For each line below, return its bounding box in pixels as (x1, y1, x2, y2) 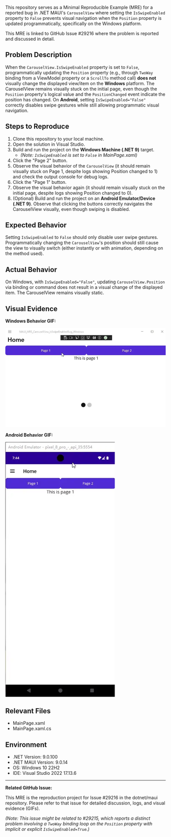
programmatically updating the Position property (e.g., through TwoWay (5, 69, 153, 75)
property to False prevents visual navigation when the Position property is (5, 15, 162, 21)
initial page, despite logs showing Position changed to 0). (12, 190, 133, 196)
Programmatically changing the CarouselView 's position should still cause (5, 239, 159, 246)
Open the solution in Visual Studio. (12, 141, 85, 147)
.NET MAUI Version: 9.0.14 (12, 759, 68, 766)
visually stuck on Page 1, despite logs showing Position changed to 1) (12, 168, 158, 174)
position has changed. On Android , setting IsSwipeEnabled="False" (5, 96, 146, 102)
